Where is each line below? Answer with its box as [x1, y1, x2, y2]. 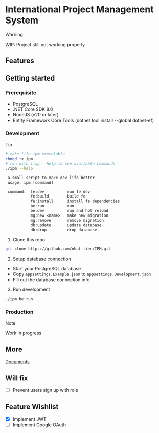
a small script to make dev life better [7, 175, 95, 180]
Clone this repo [12, 237, 45, 243]
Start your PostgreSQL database [12, 266, 81, 272]
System [5, 14, 39, 26]
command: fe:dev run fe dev [7, 189, 90, 194]
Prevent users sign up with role [12, 387, 78, 393]
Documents [5, 359, 30, 365]
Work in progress [5, 330, 42, 337]
